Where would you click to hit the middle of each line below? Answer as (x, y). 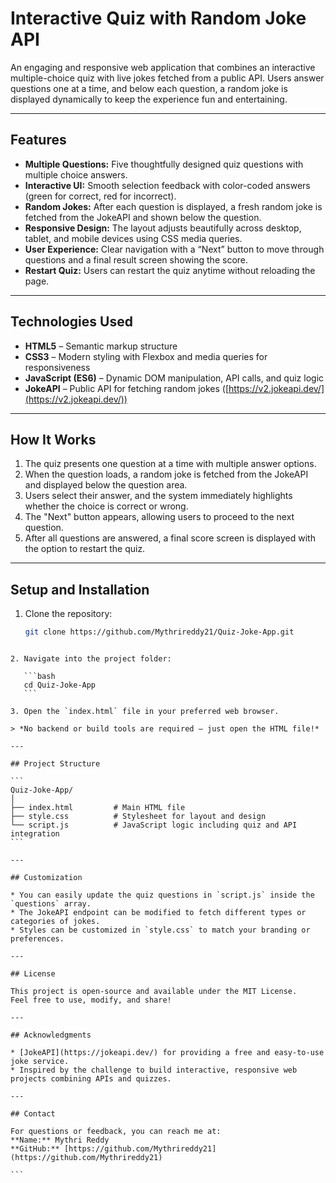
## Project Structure (55, 764)
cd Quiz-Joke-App (60, 685)
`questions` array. (51, 904)
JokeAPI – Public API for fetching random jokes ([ (127, 388)
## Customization (46, 878)
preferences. (37, 939)
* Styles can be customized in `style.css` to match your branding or (160, 930)
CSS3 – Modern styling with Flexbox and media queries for (146, 356)
